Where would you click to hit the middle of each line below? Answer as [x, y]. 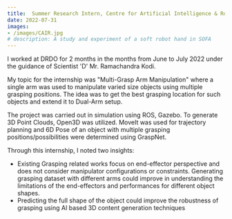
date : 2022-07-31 [32, 20]
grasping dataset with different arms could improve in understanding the [120, 179]
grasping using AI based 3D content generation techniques [101, 208]
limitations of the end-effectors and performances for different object [116, 186]
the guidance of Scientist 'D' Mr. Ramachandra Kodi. [81, 66]
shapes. [28, 193]
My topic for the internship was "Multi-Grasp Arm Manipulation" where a [110, 79]
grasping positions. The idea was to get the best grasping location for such [114, 95]
